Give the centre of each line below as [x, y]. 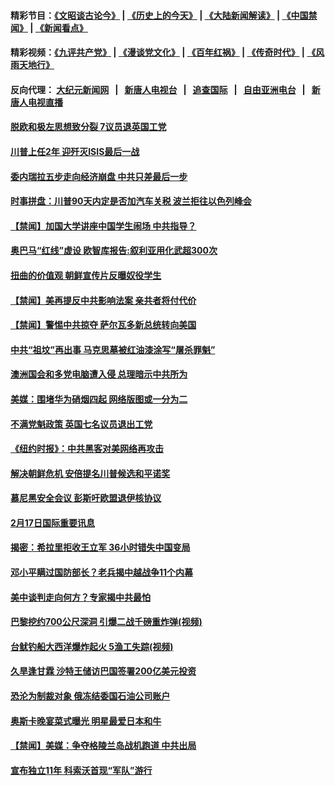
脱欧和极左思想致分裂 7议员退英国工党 [88, 127]
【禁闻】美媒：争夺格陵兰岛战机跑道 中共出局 [103, 746]
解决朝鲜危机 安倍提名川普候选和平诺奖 [90, 473]
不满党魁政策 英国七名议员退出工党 [81, 424]
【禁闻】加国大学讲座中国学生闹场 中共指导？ [103, 226]
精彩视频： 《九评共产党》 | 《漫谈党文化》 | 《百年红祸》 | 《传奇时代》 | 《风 [167, 52]
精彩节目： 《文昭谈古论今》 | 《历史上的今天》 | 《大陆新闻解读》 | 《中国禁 [164, 15]
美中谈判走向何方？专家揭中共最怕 [80, 597]
